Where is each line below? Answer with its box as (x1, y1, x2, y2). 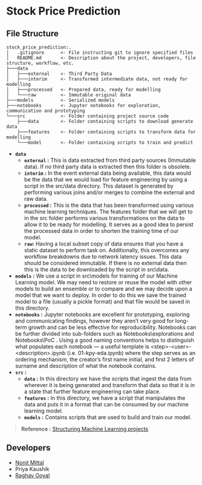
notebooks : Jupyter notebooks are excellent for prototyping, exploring (15, 311, 190, 318)
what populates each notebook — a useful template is (15, 343, 149, 350)
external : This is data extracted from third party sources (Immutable (24, 157, 197, 164)
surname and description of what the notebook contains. (15, 362, 157, 369)
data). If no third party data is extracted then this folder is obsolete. (24, 163, 192, 170)
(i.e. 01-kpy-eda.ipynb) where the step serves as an (67, 350, 196, 356)
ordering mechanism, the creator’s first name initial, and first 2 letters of (15, 356, 195, 363)
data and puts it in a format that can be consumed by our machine (24, 401, 189, 408)
